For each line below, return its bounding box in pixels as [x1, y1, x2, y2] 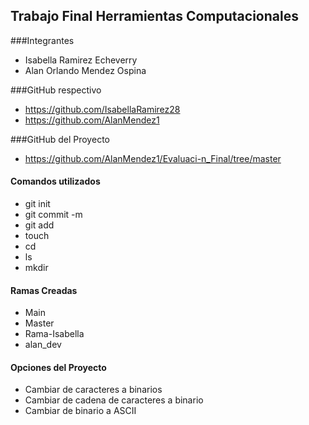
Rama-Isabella [24, 328, 85, 340]
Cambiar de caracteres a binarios [24, 384, 163, 396]
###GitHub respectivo [10, 84, 102, 96]
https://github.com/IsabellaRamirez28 [24, 103, 181, 115]
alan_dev [24, 339, 62, 351]
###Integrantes [10, 34, 75, 46]
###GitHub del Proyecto [10, 133, 110, 145]
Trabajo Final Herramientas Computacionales [10, 8, 299, 25]
